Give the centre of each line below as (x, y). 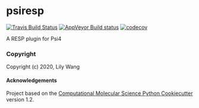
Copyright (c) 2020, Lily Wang (43, 67)
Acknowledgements (32, 80)
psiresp (25, 11)
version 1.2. (20, 100)
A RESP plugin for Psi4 (34, 38)
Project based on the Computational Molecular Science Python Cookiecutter (99, 93)
